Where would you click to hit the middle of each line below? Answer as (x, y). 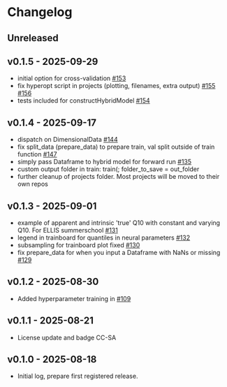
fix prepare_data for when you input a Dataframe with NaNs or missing (119, 253)
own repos (33, 184)
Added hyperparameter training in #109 (74, 298)
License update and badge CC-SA (67, 337)
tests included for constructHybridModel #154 (83, 101)
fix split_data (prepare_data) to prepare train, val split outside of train (116, 147)
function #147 (37, 154)
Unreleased (33, 38)
